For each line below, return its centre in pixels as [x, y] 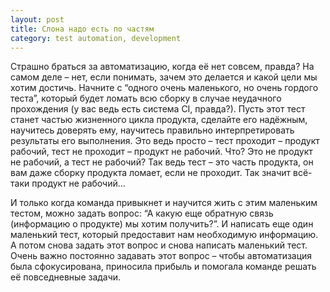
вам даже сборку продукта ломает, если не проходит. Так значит [151, 173]
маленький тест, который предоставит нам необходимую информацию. [164, 235]
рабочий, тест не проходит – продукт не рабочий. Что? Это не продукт [161, 152]
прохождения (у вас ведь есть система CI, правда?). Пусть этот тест [158, 109]
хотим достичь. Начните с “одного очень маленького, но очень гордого [164, 88]
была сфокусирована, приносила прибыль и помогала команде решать [163, 267]
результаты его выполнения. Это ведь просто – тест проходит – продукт [165, 141]
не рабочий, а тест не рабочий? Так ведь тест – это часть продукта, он [162, 162]
